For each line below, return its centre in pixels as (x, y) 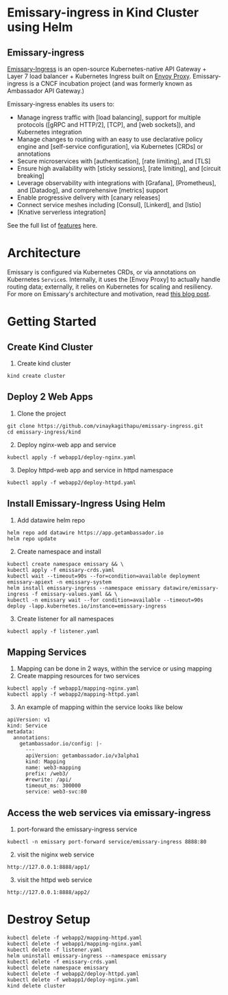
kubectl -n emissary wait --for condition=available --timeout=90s (105, 600)
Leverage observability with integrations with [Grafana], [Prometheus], (116, 183)
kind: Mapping (46, 762)
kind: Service (27, 726)
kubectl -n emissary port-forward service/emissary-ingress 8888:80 (107, 842)
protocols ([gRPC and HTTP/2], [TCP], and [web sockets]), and (106, 124)
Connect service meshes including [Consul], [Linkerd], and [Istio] (109, 205)
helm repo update (32, 539)
